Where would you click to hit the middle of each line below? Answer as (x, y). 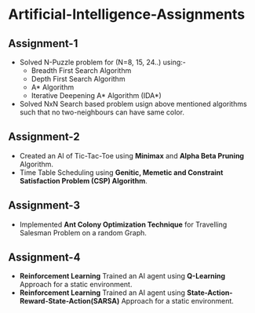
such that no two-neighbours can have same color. (102, 112)
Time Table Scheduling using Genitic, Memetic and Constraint (121, 172)
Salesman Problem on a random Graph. (83, 232)
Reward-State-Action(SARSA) (69, 301)
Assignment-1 (43, 44)
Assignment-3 (44, 206)
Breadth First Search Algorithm (81, 71)
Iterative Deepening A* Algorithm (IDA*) (97, 95)
